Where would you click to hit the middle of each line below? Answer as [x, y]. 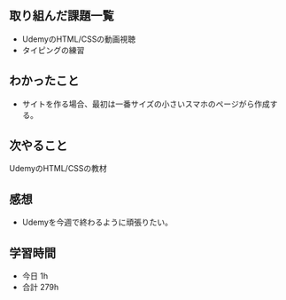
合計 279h [40, 288]
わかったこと [44, 81]
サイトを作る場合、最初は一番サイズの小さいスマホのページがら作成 [146, 104]
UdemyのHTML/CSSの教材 [58, 169]
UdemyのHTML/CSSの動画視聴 [79, 39]
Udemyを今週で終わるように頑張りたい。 [97, 222]
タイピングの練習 [53, 50]
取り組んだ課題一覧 [62, 16]
